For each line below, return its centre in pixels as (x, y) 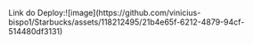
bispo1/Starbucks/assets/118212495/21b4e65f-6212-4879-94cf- (126, 22)
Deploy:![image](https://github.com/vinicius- (119, 13)
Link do (22, 13)
